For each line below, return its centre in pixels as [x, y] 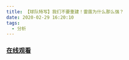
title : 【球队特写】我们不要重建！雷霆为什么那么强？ [65, 12]
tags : [13, 23]
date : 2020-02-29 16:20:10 [40, 17]
